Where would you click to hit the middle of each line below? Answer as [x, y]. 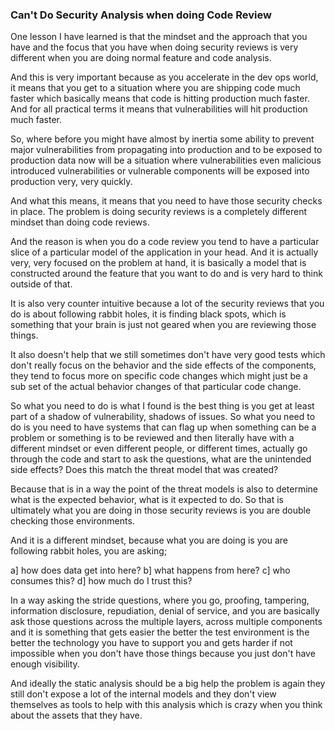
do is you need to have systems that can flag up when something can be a [163, 427]
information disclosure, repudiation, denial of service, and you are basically [165, 611]
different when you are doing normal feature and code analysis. [141, 58]
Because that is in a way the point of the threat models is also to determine [164, 489]
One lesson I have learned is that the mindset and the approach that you [159, 37]
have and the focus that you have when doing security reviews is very [154, 47]
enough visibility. [45, 664]
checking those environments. [72, 521]
